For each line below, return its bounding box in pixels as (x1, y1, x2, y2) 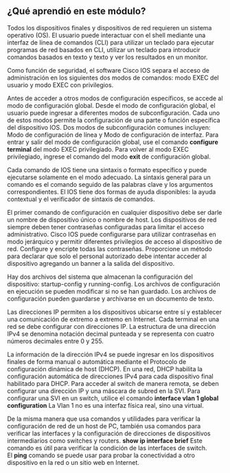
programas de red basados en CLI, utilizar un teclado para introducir (7, 45, 200, 54)
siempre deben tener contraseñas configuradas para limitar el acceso (7, 222, 205, 231)
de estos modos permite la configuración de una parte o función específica (7, 116, 221, 124)
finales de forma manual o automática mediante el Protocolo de (7, 357, 187, 366)
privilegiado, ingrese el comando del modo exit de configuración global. (7, 152, 211, 161)
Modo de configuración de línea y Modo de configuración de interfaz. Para (7, 130, 219, 139)
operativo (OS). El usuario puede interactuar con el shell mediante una (7, 31, 206, 39)
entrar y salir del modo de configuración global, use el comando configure (7, 137, 218, 146)
